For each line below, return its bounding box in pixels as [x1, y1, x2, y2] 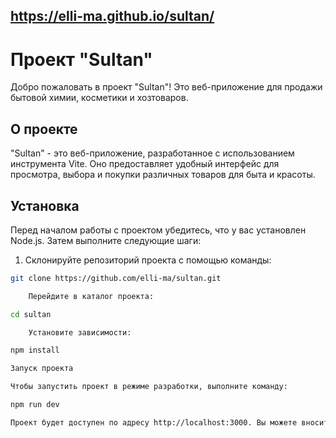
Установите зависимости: [28, 327, 132, 338]
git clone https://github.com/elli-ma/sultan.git [10, 273, 222, 283]
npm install [10, 345, 60, 356]
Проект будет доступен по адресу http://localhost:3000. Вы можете [10, 417, 298, 428]
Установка [10, 197, 80, 214]
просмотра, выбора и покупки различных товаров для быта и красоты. [10, 169, 316, 181]
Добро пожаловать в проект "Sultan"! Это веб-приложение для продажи [10, 81, 323, 93]
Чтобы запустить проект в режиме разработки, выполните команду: [10, 382, 288, 392]
